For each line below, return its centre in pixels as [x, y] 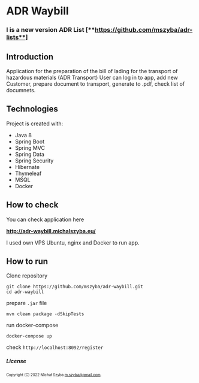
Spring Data [30, 154]
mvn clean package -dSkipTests [45, 314]
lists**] [17, 37]
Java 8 [23, 135]
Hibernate [27, 167]
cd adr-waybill [25, 292]
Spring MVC [30, 147]
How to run [27, 261]
